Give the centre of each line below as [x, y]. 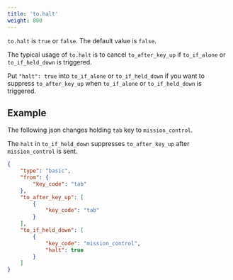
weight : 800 [25, 21]
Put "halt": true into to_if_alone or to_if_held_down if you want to [106, 76]
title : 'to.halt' [33, 14]
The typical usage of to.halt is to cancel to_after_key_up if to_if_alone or [116, 55]
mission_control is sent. [42, 151]
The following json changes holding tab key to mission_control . [100, 130]
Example [27, 113]
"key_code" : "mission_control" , [93, 243]
